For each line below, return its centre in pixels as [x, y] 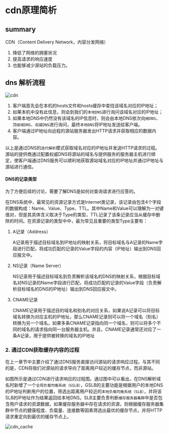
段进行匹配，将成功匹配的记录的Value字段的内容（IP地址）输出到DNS [84, 249]
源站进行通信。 [21, 166]
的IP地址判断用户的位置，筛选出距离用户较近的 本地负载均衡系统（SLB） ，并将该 [83, 392]
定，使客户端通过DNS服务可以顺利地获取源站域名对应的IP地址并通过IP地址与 [84, 160]
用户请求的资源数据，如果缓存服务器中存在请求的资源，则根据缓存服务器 [84, 404]
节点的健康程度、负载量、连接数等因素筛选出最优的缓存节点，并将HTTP [88, 410]
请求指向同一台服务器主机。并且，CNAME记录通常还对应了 [96, 329]
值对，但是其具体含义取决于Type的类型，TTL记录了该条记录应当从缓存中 [80, 215]
